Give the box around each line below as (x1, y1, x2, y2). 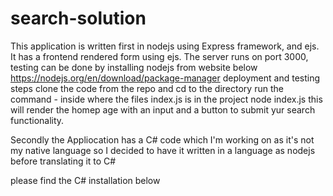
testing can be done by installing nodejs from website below (10, 61, 258, 73)
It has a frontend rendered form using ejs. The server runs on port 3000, (10, 50, 309, 62)
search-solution (10, 7, 147, 30)
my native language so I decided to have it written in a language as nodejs (10, 144, 316, 156)
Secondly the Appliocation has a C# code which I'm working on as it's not (10, 133, 315, 146)
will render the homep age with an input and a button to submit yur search (10, 103, 316, 116)
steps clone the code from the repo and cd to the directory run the (10, 82, 284, 94)
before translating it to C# (10, 155, 117, 167)
